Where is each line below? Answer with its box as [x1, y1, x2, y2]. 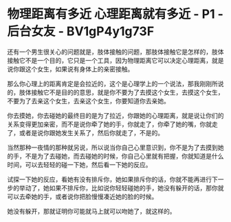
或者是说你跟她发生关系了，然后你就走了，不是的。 [19, 128, 164, 137]
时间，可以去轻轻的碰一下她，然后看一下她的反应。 [7, 160, 152, 169]
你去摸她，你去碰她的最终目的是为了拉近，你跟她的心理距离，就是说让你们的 [7, 111, 224, 119]
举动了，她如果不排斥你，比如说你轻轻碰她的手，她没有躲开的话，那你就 [19, 183, 224, 192]
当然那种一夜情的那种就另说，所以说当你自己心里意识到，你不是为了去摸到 [7, 143, 218, 152]
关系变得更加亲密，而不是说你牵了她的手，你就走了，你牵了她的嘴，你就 [7, 120, 212, 128]
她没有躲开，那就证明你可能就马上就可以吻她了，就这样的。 [7, 207, 176, 215]
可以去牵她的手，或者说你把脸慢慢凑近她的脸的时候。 [7, 192, 158, 201]
